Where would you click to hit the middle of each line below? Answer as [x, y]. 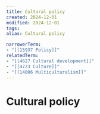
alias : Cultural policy [36, 34]
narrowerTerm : [24, 45]
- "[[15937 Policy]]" [33, 50]
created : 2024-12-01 [32, 17]
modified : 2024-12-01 [33, 23]
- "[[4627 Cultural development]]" [50, 61]
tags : [13, 28]
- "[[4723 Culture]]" [33, 66]
